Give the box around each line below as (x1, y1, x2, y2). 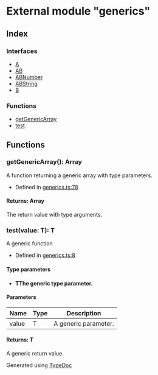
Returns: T (6, 336, 33, 343)
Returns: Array (6, 197, 44, 205)
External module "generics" (6, 4, 151, 18)
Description (66, 309, 101, 317)
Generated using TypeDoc (6, 361, 72, 369)
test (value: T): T (6, 226, 55, 234)
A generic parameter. (53, 319, 114, 328)
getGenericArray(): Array (6, 158, 82, 166)
